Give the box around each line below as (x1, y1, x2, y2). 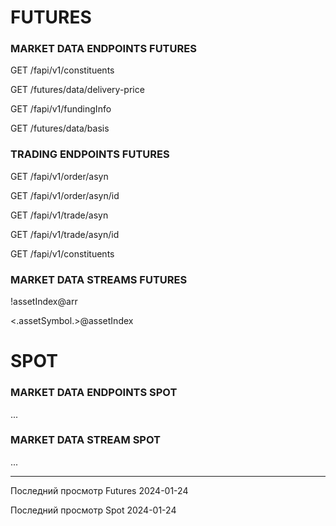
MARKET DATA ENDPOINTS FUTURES (10, 42, 197, 56)
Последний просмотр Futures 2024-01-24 (10, 484, 189, 496)
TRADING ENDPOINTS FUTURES (10, 147, 170, 161)
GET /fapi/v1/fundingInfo (10, 103, 112, 115)
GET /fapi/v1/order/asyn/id (10, 189, 120, 201)
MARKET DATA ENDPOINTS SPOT (10, 386, 178, 400)
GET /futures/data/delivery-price (10, 84, 145, 96)
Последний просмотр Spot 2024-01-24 (10, 504, 177, 516)
